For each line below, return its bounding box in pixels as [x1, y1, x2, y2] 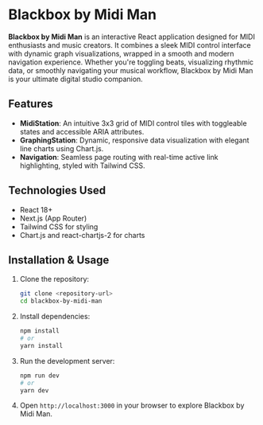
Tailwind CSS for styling [19, 221, 99, 232]
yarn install [19, 341, 64, 349]
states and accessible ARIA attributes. [19, 127, 145, 136]
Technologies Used [8, 184, 106, 197]
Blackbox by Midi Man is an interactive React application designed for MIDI [8, 32, 256, 41]
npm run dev [19, 372, 60, 380]
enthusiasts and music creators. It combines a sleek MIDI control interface [8, 40, 252, 49]
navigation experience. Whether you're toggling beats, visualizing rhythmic [8, 57, 254, 67]
